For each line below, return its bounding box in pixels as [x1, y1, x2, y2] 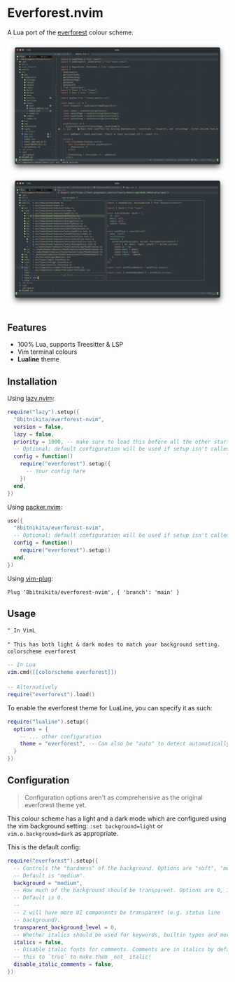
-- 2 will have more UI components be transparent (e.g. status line [13, 909, 220, 916]
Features [7, 321, 47, 333]
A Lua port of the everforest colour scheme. [7, 28, 134, 37]
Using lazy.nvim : [7, 394, 55, 402]
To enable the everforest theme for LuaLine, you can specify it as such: [7, 703, 213, 712]
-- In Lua [7, 661, 36, 668]
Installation [7, 376, 57, 387]
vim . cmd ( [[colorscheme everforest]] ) [7, 669, 117, 676]
